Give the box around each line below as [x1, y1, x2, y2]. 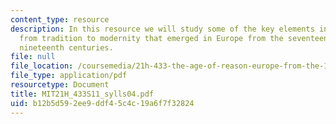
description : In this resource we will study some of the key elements [10, 24, 315, 34]
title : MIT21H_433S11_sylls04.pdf [10, 89, 155, 99]
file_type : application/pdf [10, 71, 128, 81]
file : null [10, 52, 56, 62]
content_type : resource [10, 14, 110, 25]
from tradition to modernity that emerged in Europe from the [19, 33, 284, 43]
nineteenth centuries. [19, 42, 114, 53]
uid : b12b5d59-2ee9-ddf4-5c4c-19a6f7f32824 [10, 98, 195, 108]
